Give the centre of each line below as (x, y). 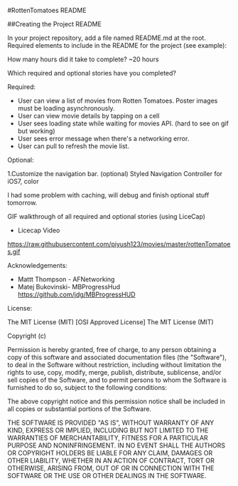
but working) (36, 131)
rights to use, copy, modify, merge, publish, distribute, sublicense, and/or (114, 372)
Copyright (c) (27, 336)
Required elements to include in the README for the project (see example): (117, 45)
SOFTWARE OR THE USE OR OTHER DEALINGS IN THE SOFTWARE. (107, 476)
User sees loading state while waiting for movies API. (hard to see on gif (123, 123)
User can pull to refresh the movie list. (74, 146)
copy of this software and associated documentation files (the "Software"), (117, 357)
